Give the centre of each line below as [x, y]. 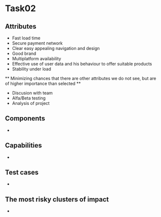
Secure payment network [37, 43]
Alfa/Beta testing [29, 98]
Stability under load [32, 69]
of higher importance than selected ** [43, 83]
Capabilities [24, 145]
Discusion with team [32, 93]
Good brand [24, 53]
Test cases [22, 173]
